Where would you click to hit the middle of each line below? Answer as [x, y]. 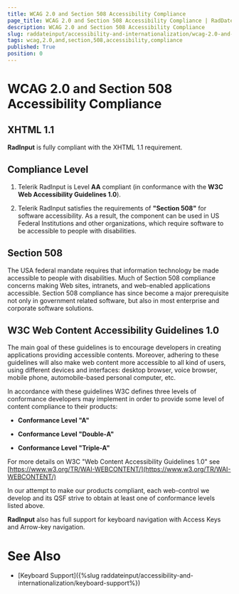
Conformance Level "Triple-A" [64, 448]
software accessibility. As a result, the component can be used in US [118, 216]
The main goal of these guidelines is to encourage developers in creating [115, 348]
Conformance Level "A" [53, 420]
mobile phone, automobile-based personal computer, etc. [92, 378]
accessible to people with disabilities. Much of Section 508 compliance [111, 277]
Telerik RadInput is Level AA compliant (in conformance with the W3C [121, 186]
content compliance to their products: [63, 407]
